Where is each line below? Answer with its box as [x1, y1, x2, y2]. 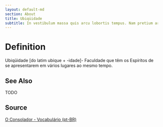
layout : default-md [5, 7, 45, 12]
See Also [5, 77, 33, 85]
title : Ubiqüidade [5, 16, 42, 21]
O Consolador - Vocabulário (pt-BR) [5, 116, 77, 122]
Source [5, 104, 28, 112]
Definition [5, 42, 46, 52]
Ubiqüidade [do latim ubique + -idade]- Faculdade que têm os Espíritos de [5, 58, 154, 63]
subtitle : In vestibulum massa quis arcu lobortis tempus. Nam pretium [5, 20, 153, 26]
